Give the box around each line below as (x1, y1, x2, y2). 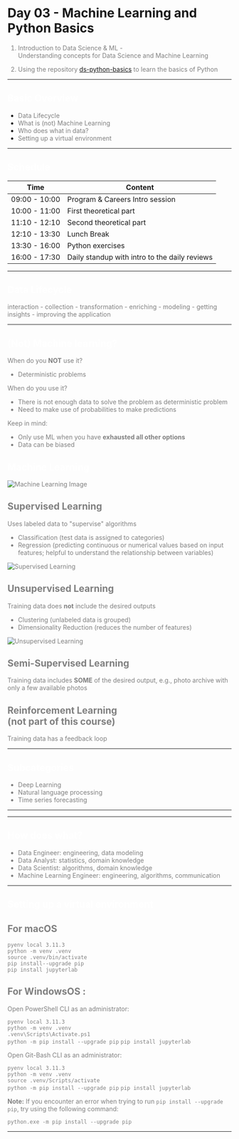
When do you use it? (7, 384, 68, 393)
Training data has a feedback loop (7, 734, 107, 743)
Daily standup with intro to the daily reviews (67, 252, 213, 262)
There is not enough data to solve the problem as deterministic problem (17, 398, 228, 406)
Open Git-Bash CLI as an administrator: (7, 1051, 122, 1059)
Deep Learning (17, 780, 62, 789)
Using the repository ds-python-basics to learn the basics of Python (17, 65, 218, 73)
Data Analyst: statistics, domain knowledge (17, 856, 144, 864)
